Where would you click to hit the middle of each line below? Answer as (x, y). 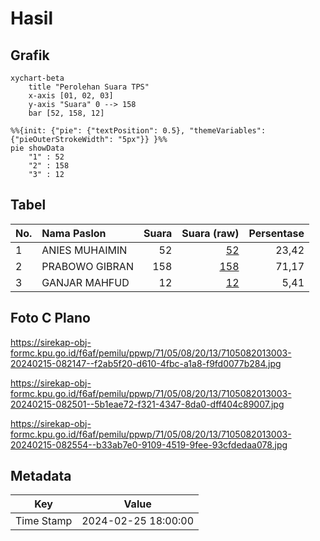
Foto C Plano (50, 318)
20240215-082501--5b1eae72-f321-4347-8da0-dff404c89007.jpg (147, 404)
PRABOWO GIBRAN (87, 266)
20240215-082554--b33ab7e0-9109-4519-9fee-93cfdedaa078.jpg (149, 444)
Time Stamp (44, 521)
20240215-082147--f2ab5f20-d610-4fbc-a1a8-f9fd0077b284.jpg (146, 363)
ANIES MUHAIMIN (84, 250)
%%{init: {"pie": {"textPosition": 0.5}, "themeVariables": (138, 131)
